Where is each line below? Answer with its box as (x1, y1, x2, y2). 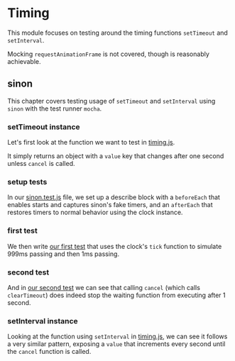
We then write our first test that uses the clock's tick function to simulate (7, 242, 222, 250)
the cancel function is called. (7, 348, 92, 356)
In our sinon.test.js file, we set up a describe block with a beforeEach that (7, 193, 220, 201)
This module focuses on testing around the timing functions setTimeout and (7, 28, 229, 37)
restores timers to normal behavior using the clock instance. (7, 208, 183, 217)
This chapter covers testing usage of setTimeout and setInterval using (7, 96, 216, 105)
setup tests (7, 177, 48, 187)
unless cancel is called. (7, 160, 75, 168)
